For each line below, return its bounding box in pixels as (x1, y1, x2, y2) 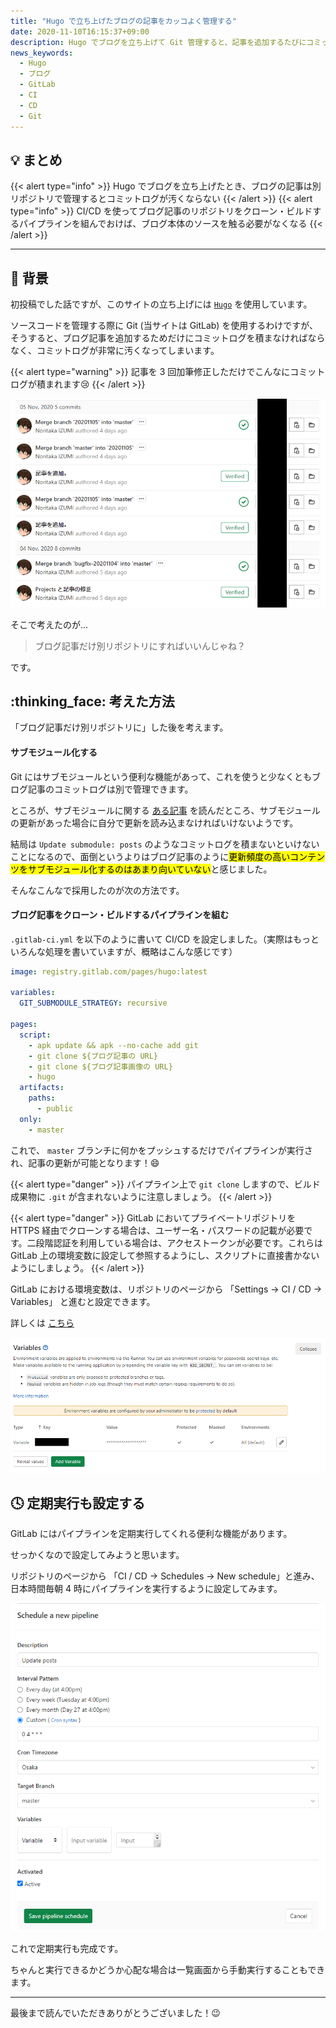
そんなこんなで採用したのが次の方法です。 (10, 884, 185, 896)
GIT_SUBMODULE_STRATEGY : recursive (19, 998, 168, 1009)
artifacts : (19, 1083, 65, 1093)
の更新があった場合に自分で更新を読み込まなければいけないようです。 (10, 816, 299, 829)
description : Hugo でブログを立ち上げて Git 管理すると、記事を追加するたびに (10, 37, 307, 47)
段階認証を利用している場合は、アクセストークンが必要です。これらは (35, 1236, 324, 1249)
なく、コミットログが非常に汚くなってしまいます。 (10, 345, 220, 357)
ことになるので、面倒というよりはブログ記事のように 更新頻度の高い (10, 850, 291, 862)
